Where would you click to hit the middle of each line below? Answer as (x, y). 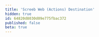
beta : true (16, 27)
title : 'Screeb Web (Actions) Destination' (50, 9)
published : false (23, 23)
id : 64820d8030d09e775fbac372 (36, 18)
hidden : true (18, 14)
